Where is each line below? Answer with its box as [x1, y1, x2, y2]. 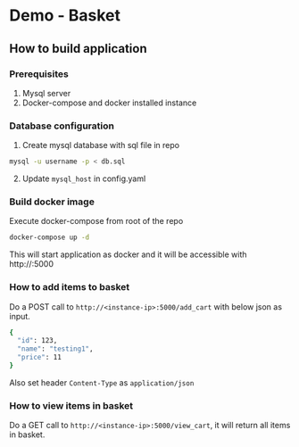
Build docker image [9, 195, 96, 208]
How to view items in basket [9, 399, 134, 411]
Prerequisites [9, 68, 69, 80]
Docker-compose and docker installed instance [21, 97, 197, 108]
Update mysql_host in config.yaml [21, 173, 146, 184]
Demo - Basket [9, 5, 120, 26]
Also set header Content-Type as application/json [9, 377, 195, 388]
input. [9, 310, 31, 321]
